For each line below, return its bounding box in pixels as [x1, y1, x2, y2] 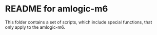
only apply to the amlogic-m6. [5, 24, 65, 30]
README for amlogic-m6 [5, 3, 108, 14]
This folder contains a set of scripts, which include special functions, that [5, 19, 152, 25]
